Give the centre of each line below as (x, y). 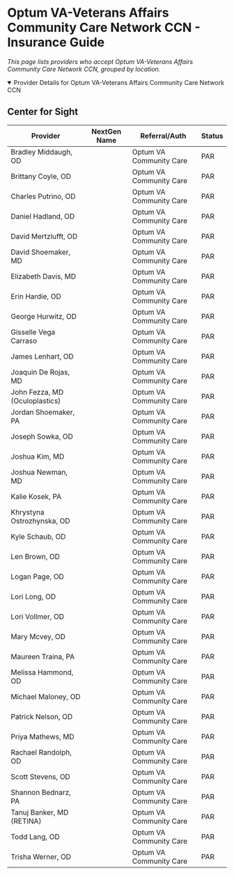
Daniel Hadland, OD (43, 216)
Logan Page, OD (37, 576)
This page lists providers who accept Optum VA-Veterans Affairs (100, 61)
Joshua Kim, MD (38, 456)
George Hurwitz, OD (44, 316)
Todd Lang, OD (36, 837)
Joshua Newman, (39, 472)
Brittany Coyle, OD (41, 176)
